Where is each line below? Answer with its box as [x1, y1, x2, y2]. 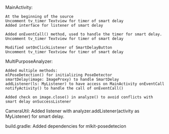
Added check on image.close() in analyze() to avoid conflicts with [5, 95, 153, 100]
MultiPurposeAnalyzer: [5, 58, 53, 64]
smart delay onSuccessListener [5, 99, 72, 104]
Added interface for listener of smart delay [5, 23, 103, 28]
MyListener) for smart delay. [5, 113, 64, 119]
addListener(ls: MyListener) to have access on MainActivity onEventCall [5, 81, 165, 86]
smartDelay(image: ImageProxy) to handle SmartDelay [5, 77, 119, 82]
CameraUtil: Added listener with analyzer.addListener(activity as [5, 108, 140, 114]
